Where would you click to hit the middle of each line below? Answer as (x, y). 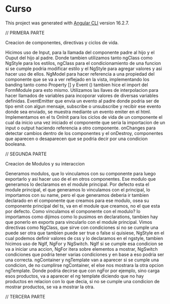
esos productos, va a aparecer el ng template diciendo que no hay (75, 276)
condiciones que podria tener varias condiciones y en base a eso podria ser (85, 254)
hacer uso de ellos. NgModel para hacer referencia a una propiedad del (80, 74)
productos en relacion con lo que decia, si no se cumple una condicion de (82, 281)
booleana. (16, 144)
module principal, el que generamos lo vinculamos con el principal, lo (78, 190)
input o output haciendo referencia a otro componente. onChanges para (80, 128)
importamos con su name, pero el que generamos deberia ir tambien (77, 195)
